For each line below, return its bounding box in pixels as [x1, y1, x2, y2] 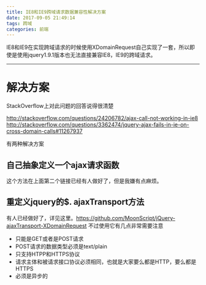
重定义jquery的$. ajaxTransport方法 [6, 197, 145, 207]
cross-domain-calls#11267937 [6, 127, 83, 135]
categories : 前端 [6, 26, 49, 32]
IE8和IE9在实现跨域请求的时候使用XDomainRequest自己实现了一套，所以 [6, 44, 190, 51]
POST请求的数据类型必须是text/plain [15, 243, 107, 250]
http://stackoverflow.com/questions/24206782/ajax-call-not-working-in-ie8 [6, 115, 198, 122]
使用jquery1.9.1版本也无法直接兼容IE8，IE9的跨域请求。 [17, 51, 156, 59]
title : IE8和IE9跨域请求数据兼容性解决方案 [6, 9, 106, 15]
